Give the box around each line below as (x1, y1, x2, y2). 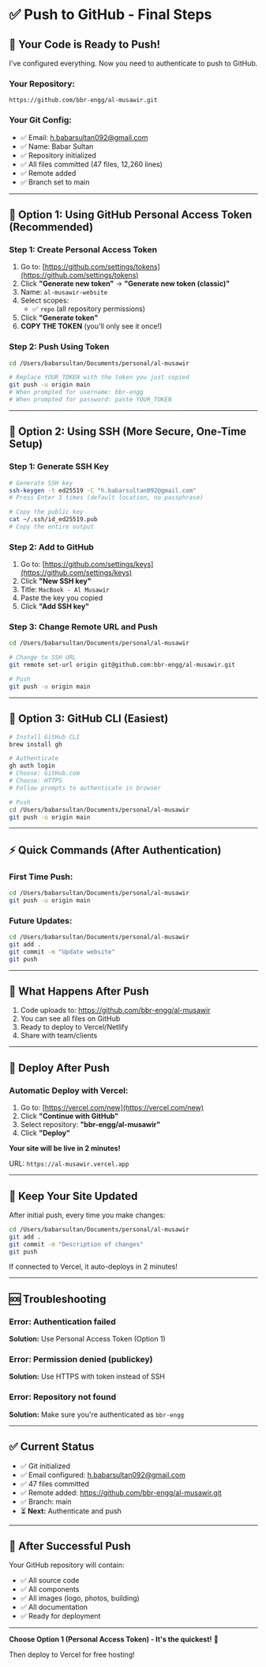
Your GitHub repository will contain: (9, 1560, 125, 1570)
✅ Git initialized (20, 1461, 70, 1471)
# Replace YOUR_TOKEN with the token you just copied (9, 374, 190, 382)
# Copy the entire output (9, 523, 94, 531)
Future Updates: (9, 915, 73, 926)
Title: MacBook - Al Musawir (20, 584, 110, 595)
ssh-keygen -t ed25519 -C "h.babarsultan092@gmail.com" (9, 486, 197, 494)
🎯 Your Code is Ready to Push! (9, 37, 161, 51)
